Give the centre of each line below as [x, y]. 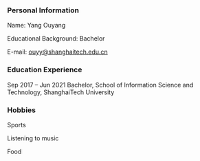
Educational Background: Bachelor [56, 39]
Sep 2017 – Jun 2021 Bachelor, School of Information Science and [100, 85]
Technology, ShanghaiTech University [61, 92]
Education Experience [45, 69]
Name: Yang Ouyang [36, 25]
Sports [16, 125]
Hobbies [22, 110]
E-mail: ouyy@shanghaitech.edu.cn [57, 52]
